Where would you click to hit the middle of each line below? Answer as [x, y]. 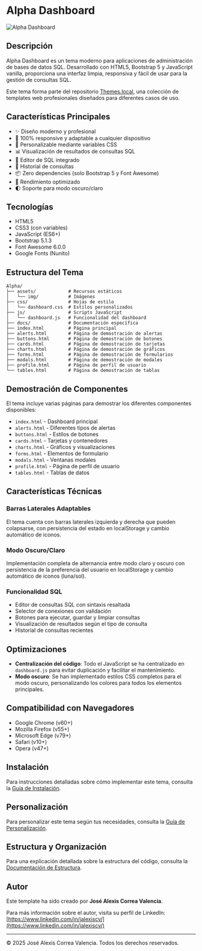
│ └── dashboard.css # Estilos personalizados [70, 308]
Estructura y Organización [57, 847]
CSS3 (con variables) [41, 228]
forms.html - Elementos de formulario [61, 453]
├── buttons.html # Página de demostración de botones [84, 339]
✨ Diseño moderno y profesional [55, 131]
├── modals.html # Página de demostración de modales [84, 360]
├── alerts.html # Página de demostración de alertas [84, 334]
